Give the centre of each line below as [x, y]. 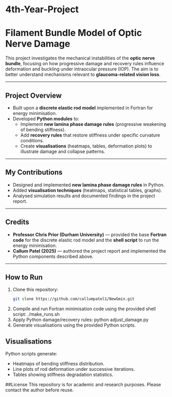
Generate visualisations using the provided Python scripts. [74, 325]
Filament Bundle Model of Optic [74, 33]
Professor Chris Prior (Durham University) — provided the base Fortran [90, 234]
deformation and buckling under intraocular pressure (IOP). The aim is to [82, 69]
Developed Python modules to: [46, 119]
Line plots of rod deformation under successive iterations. [74, 369]
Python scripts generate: [31, 354]
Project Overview [34, 95]
